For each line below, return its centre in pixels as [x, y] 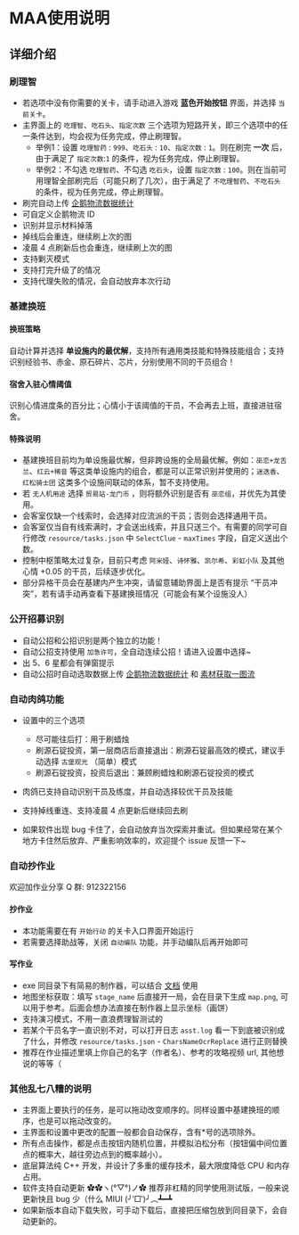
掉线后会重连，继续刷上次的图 [77, 236]
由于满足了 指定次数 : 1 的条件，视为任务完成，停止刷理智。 [140, 158]
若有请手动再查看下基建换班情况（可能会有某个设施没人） [146, 594]
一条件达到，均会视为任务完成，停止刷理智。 [104, 136]
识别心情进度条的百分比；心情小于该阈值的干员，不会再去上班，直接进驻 [141, 406]
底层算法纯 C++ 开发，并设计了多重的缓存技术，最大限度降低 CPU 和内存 [156, 1165]
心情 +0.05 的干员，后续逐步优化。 [86, 572]
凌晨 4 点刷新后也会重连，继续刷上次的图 [97, 247]
